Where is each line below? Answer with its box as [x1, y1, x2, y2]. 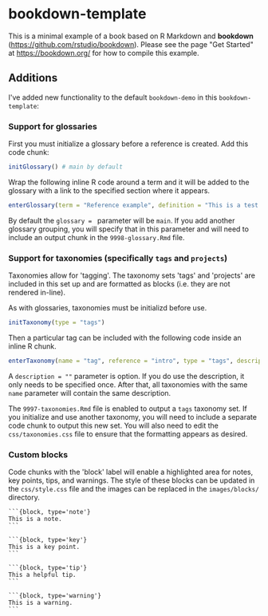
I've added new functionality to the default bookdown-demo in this [8, 93, 218, 102]
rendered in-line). [8, 288, 66, 298]
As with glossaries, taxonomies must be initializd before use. [8, 303, 207, 313]
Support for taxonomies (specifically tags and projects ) [8, 252, 228, 263]
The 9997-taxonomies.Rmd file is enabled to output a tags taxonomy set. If [8, 404, 247, 413]
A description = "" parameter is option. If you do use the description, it [8, 371, 245, 381]
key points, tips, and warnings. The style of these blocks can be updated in [8, 476, 255, 485]
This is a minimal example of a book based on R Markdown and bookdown [8, 31, 254, 41]
